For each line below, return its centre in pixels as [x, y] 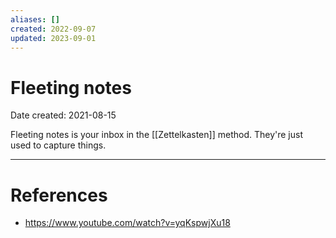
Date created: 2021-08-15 [63, 115]
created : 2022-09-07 [53, 29]
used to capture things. [58, 145]
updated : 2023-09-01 [53, 38]
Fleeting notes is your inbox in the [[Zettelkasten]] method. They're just [156, 135]
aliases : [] [35, 19]
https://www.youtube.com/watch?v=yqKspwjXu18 [127, 223]
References [59, 195]
